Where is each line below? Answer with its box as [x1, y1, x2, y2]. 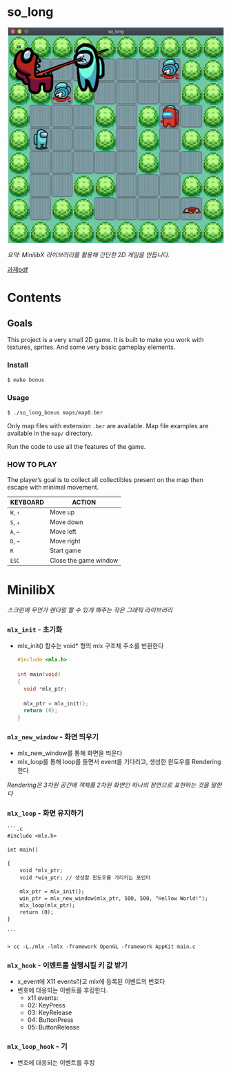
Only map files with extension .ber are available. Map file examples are [7, 422, 209, 430]
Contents [7, 290, 62, 305]
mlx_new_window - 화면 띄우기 [7, 732, 99, 742]
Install [7, 360, 29, 370]
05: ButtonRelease [27, 1023, 80, 1032]
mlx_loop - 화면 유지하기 [7, 808, 84, 818]
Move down [50, 518, 83, 526]
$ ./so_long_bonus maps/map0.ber [7, 410, 103, 417]
